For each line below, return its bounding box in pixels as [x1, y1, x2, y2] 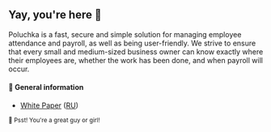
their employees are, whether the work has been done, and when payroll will [8, 55, 263, 65]
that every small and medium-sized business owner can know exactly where [8, 46, 264, 57]
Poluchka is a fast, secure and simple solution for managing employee [8, 29, 242, 39]
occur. [8, 64, 30, 74]
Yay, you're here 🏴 [8, 8, 102, 22]
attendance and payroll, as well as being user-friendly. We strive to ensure [8, 38, 256, 48]
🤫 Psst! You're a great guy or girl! [8, 117, 100, 125]
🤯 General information [8, 83, 84, 92]
